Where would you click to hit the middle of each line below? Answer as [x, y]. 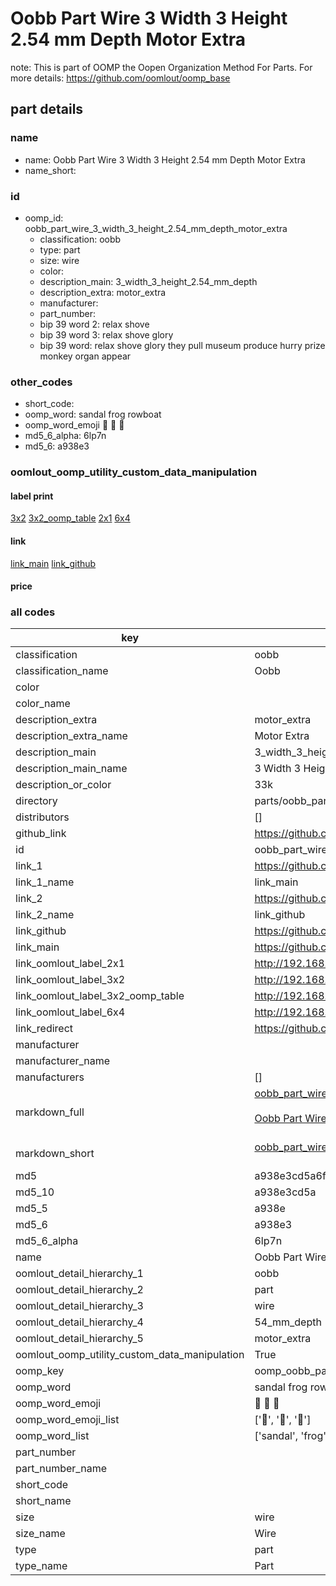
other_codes [41, 382]
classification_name [62, 671]
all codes [33, 612]
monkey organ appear [85, 356]
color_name [43, 704]
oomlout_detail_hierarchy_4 [79, 1322]
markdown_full [50, 1112]
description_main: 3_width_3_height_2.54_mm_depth [148, 281]
